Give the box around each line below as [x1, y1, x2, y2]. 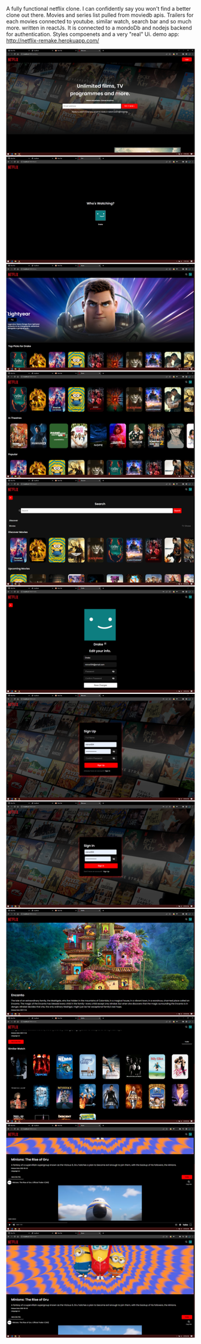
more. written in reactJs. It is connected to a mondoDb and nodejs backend [6, 24, 193, 31]
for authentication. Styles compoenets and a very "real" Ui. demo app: [6, 31, 179, 38]
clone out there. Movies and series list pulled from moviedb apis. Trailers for [6, 11, 194, 19]
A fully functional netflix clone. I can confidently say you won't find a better [6, 5, 191, 12]
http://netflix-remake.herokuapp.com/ [6, 37, 100, 44]
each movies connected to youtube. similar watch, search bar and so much [6, 18, 191, 25]
